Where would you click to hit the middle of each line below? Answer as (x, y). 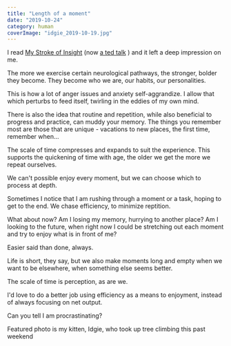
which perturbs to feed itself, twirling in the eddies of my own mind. (103, 102)
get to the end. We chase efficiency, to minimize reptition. (89, 206)
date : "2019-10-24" (35, 20)
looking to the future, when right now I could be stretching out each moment (115, 227)
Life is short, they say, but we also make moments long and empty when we (115, 261)
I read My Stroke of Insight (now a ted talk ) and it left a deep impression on (114, 52)
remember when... (33, 137)
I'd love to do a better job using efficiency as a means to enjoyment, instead (115, 295)
